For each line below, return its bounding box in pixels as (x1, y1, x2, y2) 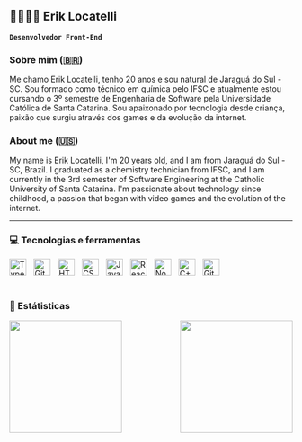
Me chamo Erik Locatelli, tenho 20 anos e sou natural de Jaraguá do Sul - (9, 74, 281, 85)
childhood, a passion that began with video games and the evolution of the (9, 193, 286, 204)
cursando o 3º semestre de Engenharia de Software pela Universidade (9, 93, 271, 104)
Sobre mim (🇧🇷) (9, 53, 84, 66)
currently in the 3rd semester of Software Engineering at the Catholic (9, 174, 265, 185)
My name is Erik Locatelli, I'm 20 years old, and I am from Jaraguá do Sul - (9, 155, 286, 166)
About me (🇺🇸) (9, 135, 79, 147)
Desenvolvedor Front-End (9, 32, 102, 41)
